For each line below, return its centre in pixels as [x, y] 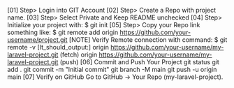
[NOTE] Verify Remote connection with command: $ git [148, 40]
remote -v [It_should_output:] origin [58, 47]
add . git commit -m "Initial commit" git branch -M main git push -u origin [112, 69]
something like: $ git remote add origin [63, 32]
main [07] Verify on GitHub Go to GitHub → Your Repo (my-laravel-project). [115, 77]
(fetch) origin [79, 54]
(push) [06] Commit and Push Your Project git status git [140, 62]
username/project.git [37, 40]
